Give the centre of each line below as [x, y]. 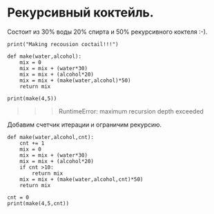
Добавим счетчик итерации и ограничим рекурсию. [85, 125]
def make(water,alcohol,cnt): [51, 137]
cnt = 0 [18, 197]
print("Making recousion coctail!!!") [63, 44]
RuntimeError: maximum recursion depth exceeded [131, 111]
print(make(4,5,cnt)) [38, 203]
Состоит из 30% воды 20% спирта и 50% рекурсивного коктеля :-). [107, 32]
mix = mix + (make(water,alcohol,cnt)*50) [81, 179]
